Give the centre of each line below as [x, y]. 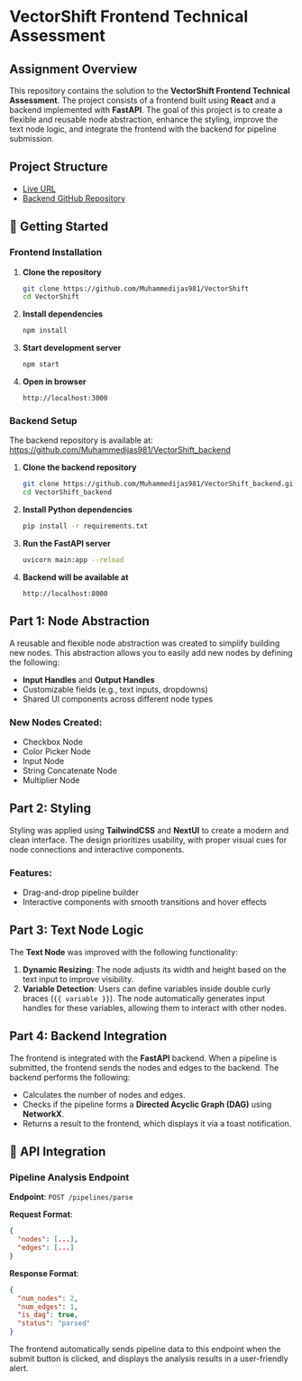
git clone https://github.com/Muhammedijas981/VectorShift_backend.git [160, 484]
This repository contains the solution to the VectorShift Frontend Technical [150, 91]
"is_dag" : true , [48, 1315]
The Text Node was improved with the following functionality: [124, 952]
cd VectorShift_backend [67, 493]
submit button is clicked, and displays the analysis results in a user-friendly [149, 1358]
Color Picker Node [57, 751]
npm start [41, 364]
